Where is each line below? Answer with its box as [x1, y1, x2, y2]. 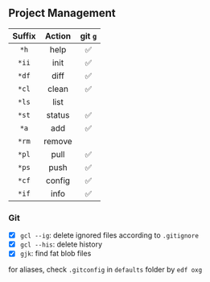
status [46, 109, 70, 120]
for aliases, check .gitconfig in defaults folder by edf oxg [8, 265, 203, 275]
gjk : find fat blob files [19, 249, 92, 259]
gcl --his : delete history [19, 239, 103, 249]
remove [43, 135, 72, 147]
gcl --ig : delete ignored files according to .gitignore [19, 230, 200, 240]
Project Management [8, 6, 116, 20]
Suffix [12, 30, 36, 41]
